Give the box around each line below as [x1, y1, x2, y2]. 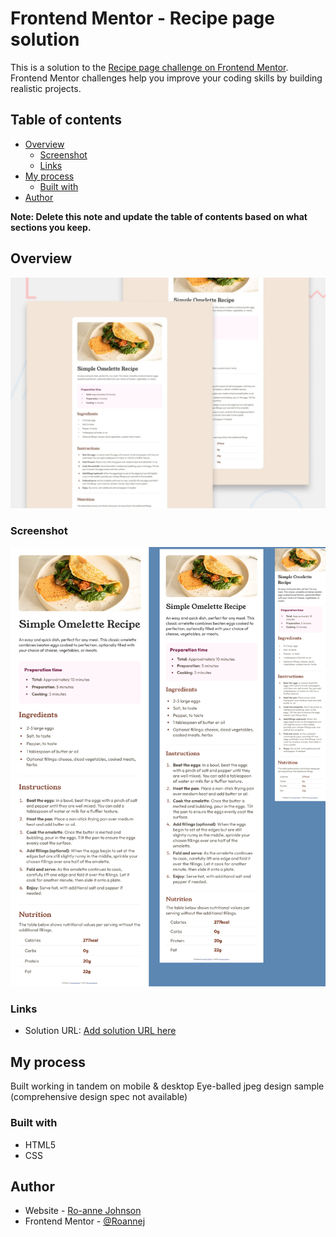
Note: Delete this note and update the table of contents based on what [10, 210, 308, 222]
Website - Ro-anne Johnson [24, 1205, 142, 1217]
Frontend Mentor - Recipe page [10, 7, 275, 30]
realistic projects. [10, 82, 82, 94]
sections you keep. [10, 221, 92, 233]
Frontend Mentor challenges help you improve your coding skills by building [10, 72, 323, 84]
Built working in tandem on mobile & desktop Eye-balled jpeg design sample [10, 1080, 325, 1092]
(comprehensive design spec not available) [10, 1091, 188, 1103]
